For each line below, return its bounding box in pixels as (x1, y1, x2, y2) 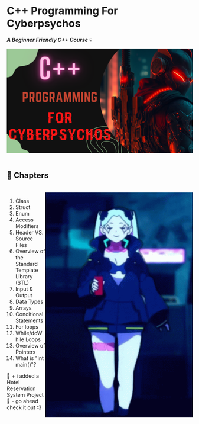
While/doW (15, 330, 43, 337)
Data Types (15, 298, 44, 306)
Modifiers (15, 223, 39, 230)
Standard (15, 261, 38, 268)
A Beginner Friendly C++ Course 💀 (6, 36, 92, 43)
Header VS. (15, 229, 44, 236)
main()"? (15, 361, 37, 368)
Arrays (15, 304, 32, 311)
